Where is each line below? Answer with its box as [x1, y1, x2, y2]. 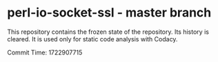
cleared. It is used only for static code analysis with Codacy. [7, 34, 178, 43]
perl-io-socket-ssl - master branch [7, 5, 212, 21]
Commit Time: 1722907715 [7, 48, 83, 56]
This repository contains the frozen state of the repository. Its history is [7, 28, 209, 36]
